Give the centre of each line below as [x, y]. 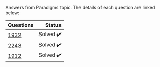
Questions [21, 25]
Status [53, 25]
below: [12, 13]
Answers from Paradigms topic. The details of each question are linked [80, 7]
